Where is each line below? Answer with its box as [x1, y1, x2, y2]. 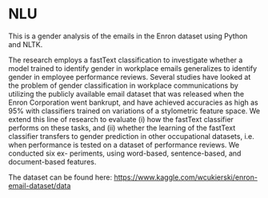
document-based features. [8, 156, 97, 166]
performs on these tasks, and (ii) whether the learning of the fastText [8, 123, 236, 133]
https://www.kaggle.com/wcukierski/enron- [114, 172, 258, 182]
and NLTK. [8, 39, 43, 49]
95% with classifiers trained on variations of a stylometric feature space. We [8, 105, 261, 116]
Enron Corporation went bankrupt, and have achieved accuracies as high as [8, 97, 258, 107]
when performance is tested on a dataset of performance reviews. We [8, 140, 240, 149]
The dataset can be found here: [8, 172, 113, 182]
